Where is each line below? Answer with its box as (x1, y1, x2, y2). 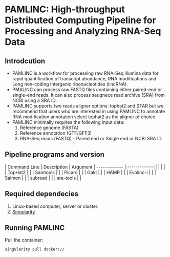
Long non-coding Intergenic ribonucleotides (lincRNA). (12, 81, 129, 87)
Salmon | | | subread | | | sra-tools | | (5, 175, 81, 181)
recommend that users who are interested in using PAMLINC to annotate (12, 109, 165, 114)
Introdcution (5, 56, 46, 65)
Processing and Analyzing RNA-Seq (5, 26, 162, 37)
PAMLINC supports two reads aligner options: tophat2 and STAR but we (12, 103, 164, 109)
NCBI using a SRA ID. (12, 97, 57, 103)
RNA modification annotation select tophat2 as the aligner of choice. (12, 114, 157, 120)
